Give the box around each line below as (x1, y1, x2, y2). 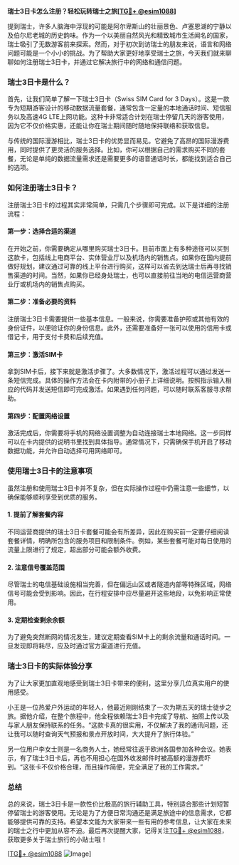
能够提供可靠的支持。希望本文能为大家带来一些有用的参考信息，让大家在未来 (7, 817, 232, 826)
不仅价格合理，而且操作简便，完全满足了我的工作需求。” (41, 762, 203, 771)
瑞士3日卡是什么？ (7, 77, 71, 87)
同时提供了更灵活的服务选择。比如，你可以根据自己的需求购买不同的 (19, 145, 219, 154)
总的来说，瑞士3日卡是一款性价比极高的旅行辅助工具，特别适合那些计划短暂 (7, 799, 230, 808)
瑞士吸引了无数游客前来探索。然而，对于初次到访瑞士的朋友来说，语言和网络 (7, 40, 232, 48)
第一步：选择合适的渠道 (7, 227, 76, 236)
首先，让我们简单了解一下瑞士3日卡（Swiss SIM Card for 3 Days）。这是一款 (7, 95, 230, 103)
